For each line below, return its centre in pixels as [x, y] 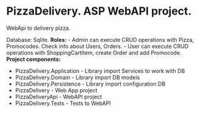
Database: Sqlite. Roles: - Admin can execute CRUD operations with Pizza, [100, 39]
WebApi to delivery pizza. [38, 28]
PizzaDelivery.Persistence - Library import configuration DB [90, 84]
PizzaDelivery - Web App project [56, 90]
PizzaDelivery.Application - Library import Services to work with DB [100, 70]
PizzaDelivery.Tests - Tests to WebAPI [63, 103]
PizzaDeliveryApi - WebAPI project [59, 97]
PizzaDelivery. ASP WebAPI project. [99, 11]
